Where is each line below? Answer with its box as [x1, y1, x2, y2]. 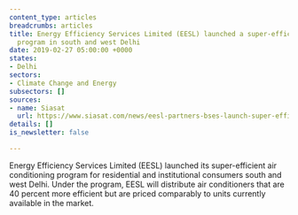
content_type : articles [9, 12, 98, 22]
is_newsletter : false [9, 128, 90, 137]
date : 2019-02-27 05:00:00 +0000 [9, 46, 133, 55]
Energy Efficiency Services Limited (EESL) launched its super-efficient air [9, 160, 278, 171]
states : [9, 54, 38, 63]
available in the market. [9, 197, 95, 208]
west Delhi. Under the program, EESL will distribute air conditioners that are [9, 179, 286, 189]
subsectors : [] [9, 87, 66, 96]
